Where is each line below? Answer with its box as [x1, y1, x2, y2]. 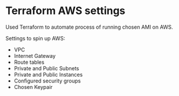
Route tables [13, 59, 44, 66]
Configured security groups [13, 77, 81, 84]
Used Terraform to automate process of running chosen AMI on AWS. [5, 23, 173, 30]
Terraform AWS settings [5, 4, 126, 18]
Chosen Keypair [13, 83, 53, 90]
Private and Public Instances [13, 71, 83, 78]
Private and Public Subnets [13, 64, 80, 71]
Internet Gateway [13, 52, 56, 59]
